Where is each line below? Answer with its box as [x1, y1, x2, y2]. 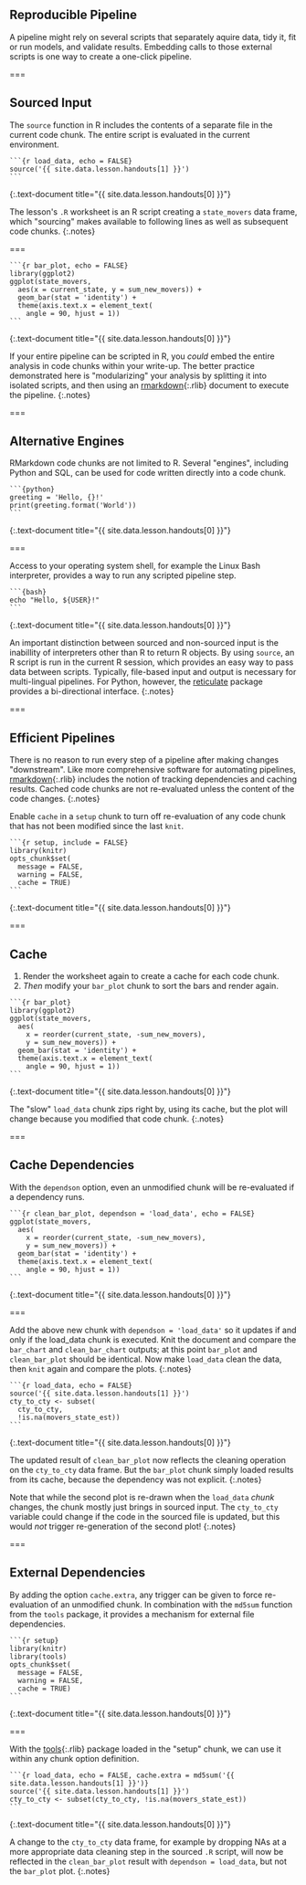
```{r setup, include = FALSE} [9, 838, 129, 848]
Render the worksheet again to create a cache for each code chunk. [22, 971, 280, 982]
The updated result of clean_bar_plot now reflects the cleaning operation [9, 1454, 286, 1465]
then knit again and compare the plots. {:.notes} [9, 1363, 192, 1374]
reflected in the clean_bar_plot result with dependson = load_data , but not [9, 1856, 288, 1867]
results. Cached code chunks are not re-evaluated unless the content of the [9, 784, 295, 795]
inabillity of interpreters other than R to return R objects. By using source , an [9, 648, 295, 658]
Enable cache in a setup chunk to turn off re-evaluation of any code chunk [9, 811, 286, 822]
